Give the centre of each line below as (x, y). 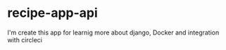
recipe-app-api (53, 13)
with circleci (25, 39)
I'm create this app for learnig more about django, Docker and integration (113, 32)
